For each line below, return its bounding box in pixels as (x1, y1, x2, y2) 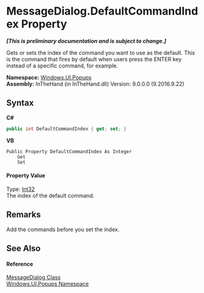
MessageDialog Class (6, 274, 61, 281)
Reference (6, 260, 33, 267)
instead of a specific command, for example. (6, 62, 119, 69)
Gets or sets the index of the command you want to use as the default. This (6, 49, 195, 56)
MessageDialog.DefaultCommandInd (6, 4, 199, 18)
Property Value (6, 172, 46, 179)
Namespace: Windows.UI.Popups (6, 74, 92, 81)
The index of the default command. (6, 191, 95, 199)
